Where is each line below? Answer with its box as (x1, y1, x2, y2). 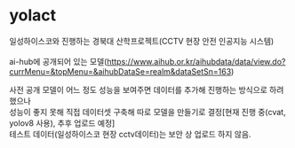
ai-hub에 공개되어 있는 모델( (9, 56, 108, 66)
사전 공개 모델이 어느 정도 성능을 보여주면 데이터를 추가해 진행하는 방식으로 (9, 84, 268, 95)
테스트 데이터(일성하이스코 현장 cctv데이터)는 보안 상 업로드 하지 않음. (9, 129, 251, 139)
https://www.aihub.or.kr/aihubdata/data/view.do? (106, 56, 286, 66)
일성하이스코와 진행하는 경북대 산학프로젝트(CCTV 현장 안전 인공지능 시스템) (9, 35, 275, 46)
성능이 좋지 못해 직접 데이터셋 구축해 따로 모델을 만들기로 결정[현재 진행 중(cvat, (9, 106, 286, 117)
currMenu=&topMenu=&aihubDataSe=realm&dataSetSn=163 (9, 66, 232, 76)
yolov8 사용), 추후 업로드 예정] (9, 117, 116, 129)
